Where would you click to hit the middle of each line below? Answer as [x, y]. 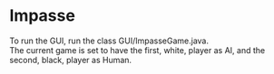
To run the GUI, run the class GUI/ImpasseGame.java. [109, 41]
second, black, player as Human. [71, 60]
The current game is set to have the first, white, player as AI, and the [137, 50]
